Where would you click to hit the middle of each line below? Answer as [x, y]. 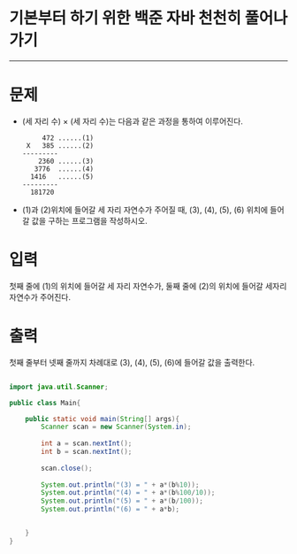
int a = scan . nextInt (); [87, 443]
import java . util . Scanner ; [59, 387]
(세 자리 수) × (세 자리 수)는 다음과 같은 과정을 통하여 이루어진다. [132, 121]
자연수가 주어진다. [40, 296]
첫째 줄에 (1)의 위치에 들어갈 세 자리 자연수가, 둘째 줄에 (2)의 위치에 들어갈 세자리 [148, 286]
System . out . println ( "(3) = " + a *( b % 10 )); [120, 485]
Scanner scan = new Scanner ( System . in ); [116, 427]
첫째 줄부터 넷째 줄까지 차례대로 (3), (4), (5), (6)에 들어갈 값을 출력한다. [132, 362]
